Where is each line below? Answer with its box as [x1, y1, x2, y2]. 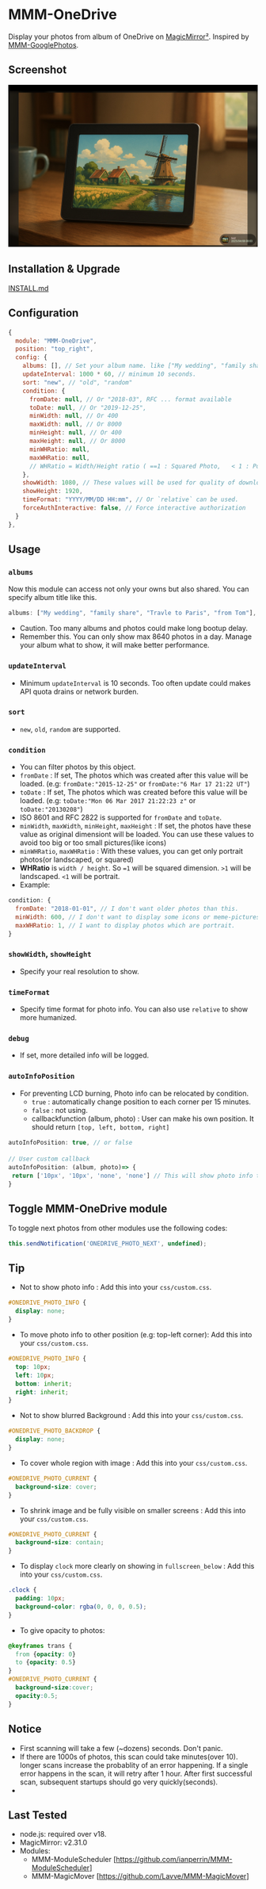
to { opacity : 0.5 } [15, 1658, 77, 1666]
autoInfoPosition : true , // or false [8, 1138, 133, 1146]
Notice [8, 1723, 42, 1736]
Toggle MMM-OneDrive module [8, 1203, 168, 1216]
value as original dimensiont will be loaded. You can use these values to [19, 830, 255, 839]
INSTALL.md [8, 283, 49, 293]
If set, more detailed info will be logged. [19, 1050, 149, 1060]
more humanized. [19, 1013, 78, 1023]
